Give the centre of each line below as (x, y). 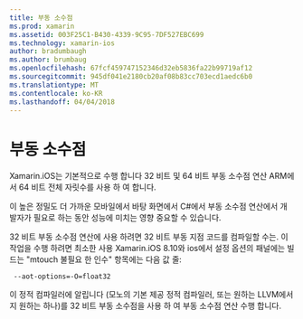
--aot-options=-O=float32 (62, 277)
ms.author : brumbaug (48, 60)
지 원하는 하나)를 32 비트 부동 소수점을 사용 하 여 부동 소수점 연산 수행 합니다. (146, 306)
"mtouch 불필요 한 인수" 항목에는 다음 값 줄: (104, 259)
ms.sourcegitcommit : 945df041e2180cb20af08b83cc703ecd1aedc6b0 (131, 77)
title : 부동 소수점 (41, 18)
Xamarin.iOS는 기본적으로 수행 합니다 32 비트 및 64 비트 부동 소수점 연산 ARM (148, 176)
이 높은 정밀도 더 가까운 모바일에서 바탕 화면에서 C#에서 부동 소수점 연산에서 (144, 206)
